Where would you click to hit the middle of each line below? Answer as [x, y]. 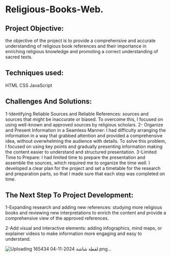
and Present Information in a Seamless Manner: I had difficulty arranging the [86, 130]
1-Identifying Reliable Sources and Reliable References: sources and [77, 114]
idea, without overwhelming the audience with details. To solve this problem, [86, 141]
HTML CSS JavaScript [29, 85]
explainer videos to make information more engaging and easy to [74, 233]
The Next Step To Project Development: [69, 195]
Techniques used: [34, 73]
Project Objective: [34, 28]
